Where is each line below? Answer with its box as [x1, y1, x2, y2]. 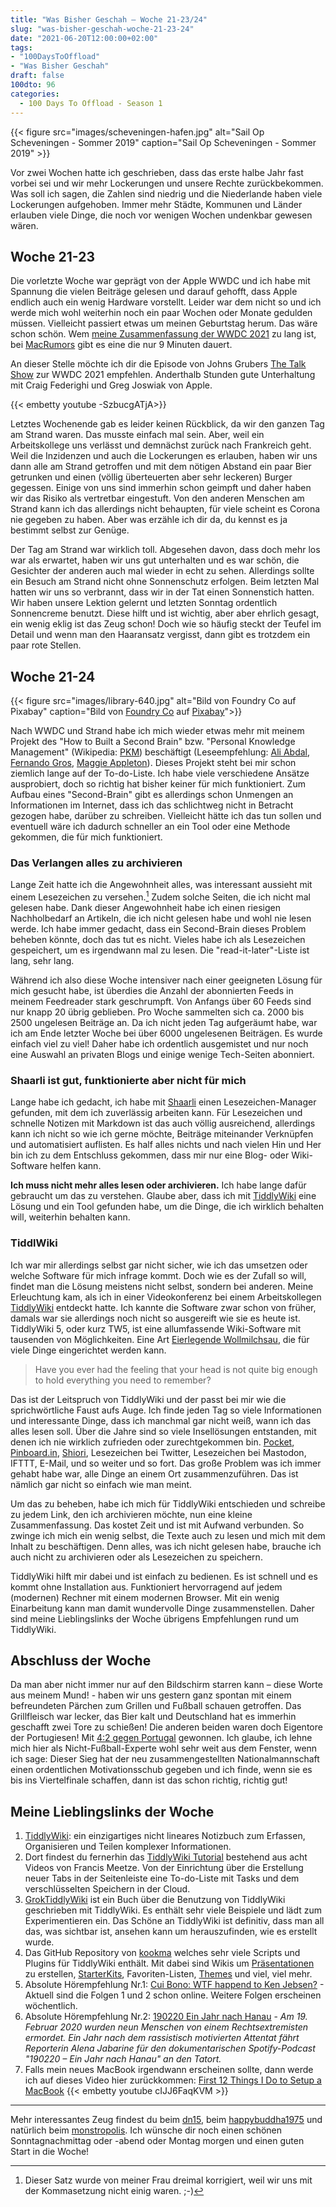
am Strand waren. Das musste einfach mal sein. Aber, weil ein [10, 429, 265, 441]
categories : [10, 89, 60, 99]
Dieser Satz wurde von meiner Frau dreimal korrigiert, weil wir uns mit [24, 2174, 313, 2186]
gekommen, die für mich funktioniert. [10, 831, 163, 843]
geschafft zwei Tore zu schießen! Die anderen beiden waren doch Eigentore [10, 1721, 323, 1733]
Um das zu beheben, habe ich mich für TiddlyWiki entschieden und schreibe [10, 1497, 326, 1510]
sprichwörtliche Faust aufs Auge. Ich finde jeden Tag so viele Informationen [10, 1404, 322, 1416]
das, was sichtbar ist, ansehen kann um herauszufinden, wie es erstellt [24, 1926, 318, 1938]
